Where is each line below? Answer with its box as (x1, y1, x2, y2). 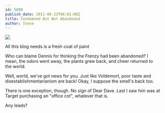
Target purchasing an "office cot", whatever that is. (5, 93, 109, 99)
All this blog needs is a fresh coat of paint (5, 44, 90, 50)
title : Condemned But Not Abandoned (5, 16, 80, 21)
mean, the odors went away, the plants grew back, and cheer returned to (5, 58, 153, 64)
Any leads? (5, 103, 28, 109)
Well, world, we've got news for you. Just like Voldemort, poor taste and (5, 73, 151, 79)
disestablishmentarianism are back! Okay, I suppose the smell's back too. (5, 78, 154, 84)
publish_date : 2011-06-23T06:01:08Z (5, 12, 80, 17)
